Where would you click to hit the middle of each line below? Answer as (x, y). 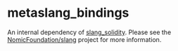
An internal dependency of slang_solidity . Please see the (89, 32)
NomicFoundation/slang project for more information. (84, 39)
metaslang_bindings (68, 13)
